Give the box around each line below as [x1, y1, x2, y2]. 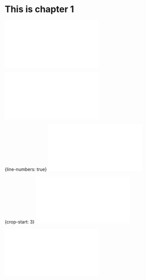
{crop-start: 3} [5, 219, 35, 225]
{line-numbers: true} [5, 166, 47, 172]
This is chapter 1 [5, 4, 74, 15]
